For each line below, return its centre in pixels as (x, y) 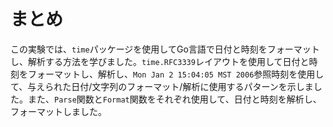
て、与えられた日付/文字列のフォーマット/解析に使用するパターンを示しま (162, 86)
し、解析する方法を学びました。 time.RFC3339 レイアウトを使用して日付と (160, 61)
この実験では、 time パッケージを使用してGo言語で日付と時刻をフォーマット (165, 49)
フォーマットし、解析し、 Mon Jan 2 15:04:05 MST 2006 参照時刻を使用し (176, 74)
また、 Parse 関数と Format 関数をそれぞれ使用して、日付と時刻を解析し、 (174, 99)
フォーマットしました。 (58, 111)
